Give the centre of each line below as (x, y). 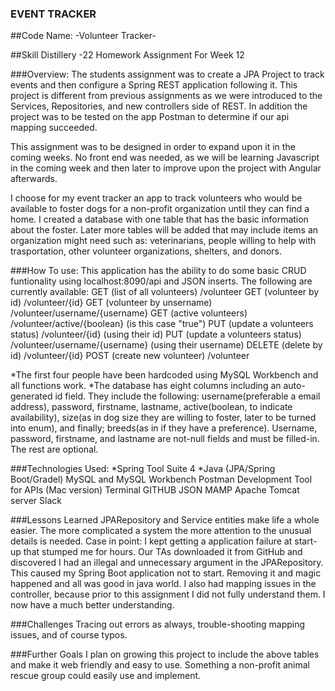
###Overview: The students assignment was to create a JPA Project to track (167, 74)
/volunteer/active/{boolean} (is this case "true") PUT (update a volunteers (162, 324)
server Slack (36, 501)
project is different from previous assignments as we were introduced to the (166, 96)
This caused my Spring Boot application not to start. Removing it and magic (166, 573)
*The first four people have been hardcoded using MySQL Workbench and (164, 375)
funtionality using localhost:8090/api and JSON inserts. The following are (161, 281)
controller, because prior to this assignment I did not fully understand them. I (168, 594)
